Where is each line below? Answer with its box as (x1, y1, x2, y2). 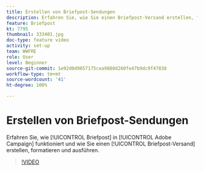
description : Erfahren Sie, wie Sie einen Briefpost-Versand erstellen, (6, 15, 194, 21)
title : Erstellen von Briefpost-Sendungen (6, 8, 115, 15)
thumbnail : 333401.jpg (6, 32, 64, 38)
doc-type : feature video (6, 37, 69, 43)
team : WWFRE (6, 49, 36, 55)
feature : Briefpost (6, 20, 56, 26)
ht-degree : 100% (6, 82, 47, 89)
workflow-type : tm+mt (6, 71, 61, 77)
